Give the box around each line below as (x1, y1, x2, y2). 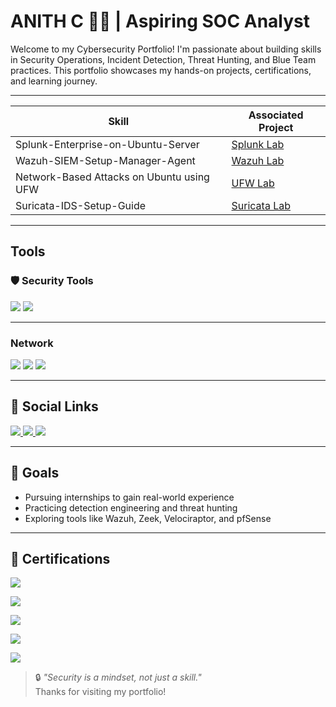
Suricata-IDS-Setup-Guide (15, 198, 147, 212)
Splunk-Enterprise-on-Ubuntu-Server (15, 137, 200, 151)
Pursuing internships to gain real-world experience (24, 491, 235, 503)
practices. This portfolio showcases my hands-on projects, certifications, (10, 64, 312, 76)
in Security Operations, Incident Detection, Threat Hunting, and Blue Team (10, 53, 317, 65)
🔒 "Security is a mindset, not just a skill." (34, 671, 202, 684)
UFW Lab (231, 176, 275, 190)
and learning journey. (10, 75, 98, 87)
